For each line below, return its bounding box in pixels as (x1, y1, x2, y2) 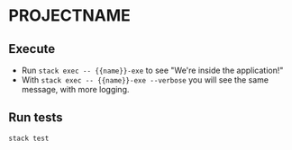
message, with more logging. (21, 84, 130, 94)
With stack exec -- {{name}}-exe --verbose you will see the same (21, 75, 269, 85)
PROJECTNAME (8, 5, 132, 26)
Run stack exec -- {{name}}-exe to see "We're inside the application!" (21, 65, 284, 75)
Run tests (8, 110, 63, 126)
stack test (8, 134, 50, 143)
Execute (8, 41, 56, 57)
